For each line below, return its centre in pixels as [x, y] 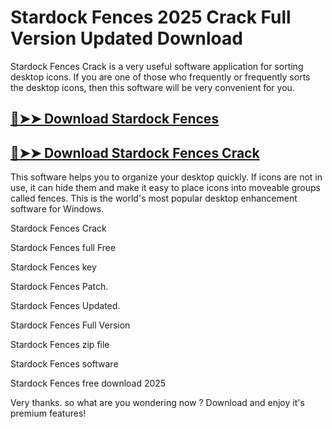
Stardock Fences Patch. [59, 287]
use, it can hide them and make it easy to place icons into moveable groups [165, 188]
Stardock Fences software [64, 364]
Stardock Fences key [53, 267]
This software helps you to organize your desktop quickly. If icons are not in [166, 177]
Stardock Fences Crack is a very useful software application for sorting [157, 66]
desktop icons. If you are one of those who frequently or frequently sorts [160, 77]
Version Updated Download [126, 38]
